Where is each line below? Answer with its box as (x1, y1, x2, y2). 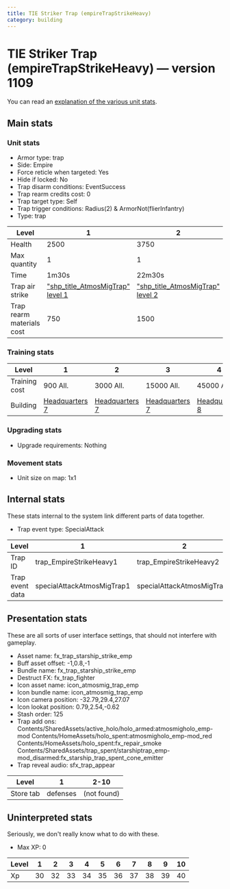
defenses (47, 788, 77, 798)
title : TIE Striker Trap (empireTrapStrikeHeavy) (7, 10, 152, 17)
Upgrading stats (7, 425, 62, 435)
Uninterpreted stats (7, 812, 92, 824)
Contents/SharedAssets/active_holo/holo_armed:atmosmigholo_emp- (16, 724, 214, 733)
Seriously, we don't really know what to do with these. (7, 830, 159, 838)
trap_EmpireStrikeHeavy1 (35, 557, 118, 566)
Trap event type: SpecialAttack (16, 525, 105, 533)
